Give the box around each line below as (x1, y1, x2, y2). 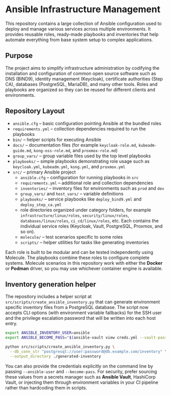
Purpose (5, 51, 33, 60)
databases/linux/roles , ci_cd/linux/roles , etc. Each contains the (20, 217, 159, 223)
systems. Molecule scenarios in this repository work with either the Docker (5, 260, 163, 266)
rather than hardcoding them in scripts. (5, 384, 88, 390)
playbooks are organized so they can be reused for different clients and (5, 87, 155, 93)
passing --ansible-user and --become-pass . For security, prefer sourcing (5, 368, 157, 375)
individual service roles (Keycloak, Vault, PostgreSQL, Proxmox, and (20, 223, 163, 229)
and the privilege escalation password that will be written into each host (5, 315, 156, 321)
